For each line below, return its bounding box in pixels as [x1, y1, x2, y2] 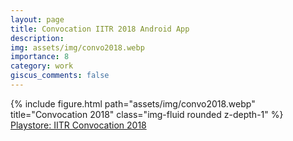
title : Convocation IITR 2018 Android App [10, 24, 190, 34]
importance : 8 [10, 52, 70, 62]
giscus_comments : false [10, 71, 110, 81]
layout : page [10, 14, 65, 25]
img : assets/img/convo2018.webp [10, 42, 145, 53]
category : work [10, 61, 74, 71]
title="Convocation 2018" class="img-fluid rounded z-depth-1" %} [10, 108, 284, 120]
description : [10, 33, 65, 43]
